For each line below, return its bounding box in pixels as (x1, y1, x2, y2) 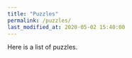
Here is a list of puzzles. (7, 43, 78, 52)
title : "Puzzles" (7, 10, 59, 18)
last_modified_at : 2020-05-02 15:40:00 (7, 23, 126, 30)
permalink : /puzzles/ (7, 17, 72, 24)
